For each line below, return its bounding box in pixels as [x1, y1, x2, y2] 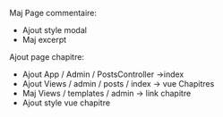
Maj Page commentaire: [9, 8, 97, 18]
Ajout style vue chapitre [21, 97, 110, 108]
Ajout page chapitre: [9, 52, 85, 62]
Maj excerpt [21, 35, 67, 45]
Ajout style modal [21, 25, 88, 35]
